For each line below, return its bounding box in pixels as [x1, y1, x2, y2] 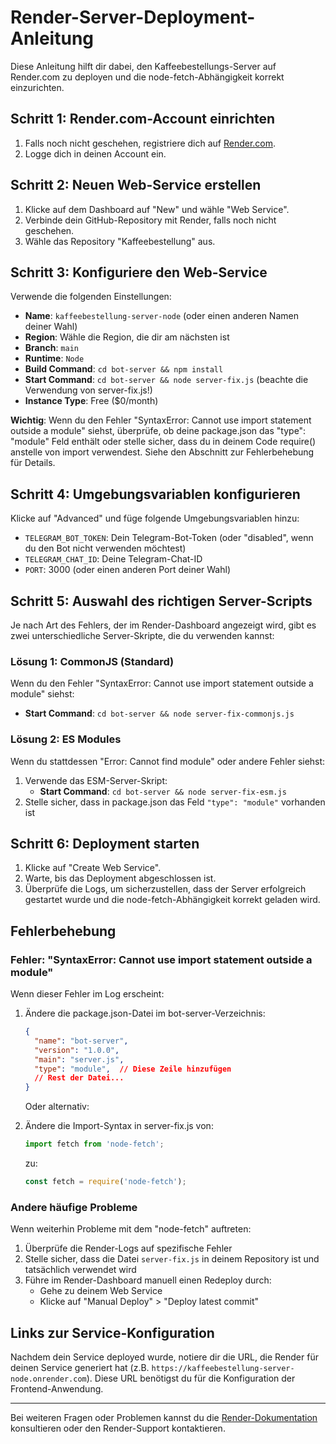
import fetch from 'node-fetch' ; [24, 1139, 165, 1150]
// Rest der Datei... [34, 1073, 125, 1083]
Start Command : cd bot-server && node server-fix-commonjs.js [24, 707, 295, 720]
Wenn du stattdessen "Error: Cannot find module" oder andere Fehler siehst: [10, 755, 326, 767]
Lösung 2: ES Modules [10, 732, 122, 746]
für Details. [10, 457, 56, 469]
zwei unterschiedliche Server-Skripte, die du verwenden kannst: [10, 630, 275, 641]
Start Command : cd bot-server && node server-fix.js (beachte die [24, 374, 309, 386]
